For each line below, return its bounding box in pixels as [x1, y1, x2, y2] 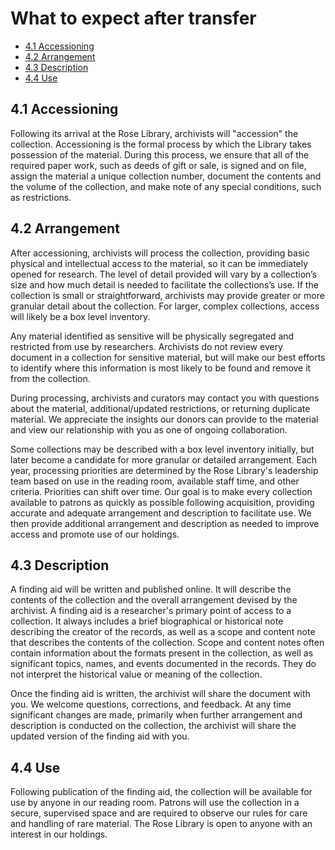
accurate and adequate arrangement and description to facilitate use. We [10, 507, 312, 519]
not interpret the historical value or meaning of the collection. [10, 668, 263, 681]
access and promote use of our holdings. [10, 528, 180, 540]
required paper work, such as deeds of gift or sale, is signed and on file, [10, 159, 307, 171]
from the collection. [10, 372, 91, 384]
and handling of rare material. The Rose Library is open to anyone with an [10, 818, 313, 830]
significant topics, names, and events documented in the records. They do [10, 658, 317, 670]
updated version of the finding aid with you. [10, 730, 190, 742]
